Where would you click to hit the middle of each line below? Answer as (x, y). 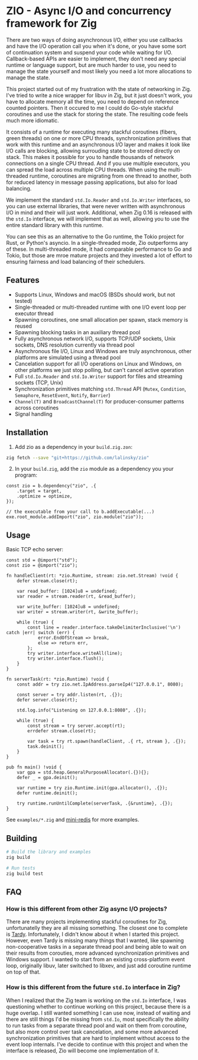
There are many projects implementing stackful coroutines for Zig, (87, 922)
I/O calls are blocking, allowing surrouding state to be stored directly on (93, 151)
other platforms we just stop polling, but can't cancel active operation (99, 370)
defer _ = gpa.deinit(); (47, 778)
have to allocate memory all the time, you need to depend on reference (92, 101)
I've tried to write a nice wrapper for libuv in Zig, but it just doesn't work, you (99, 95)
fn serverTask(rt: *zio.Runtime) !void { (58, 679)
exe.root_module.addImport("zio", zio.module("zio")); (75, 517)
